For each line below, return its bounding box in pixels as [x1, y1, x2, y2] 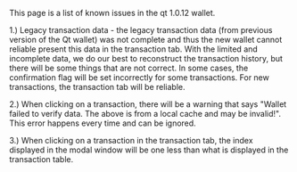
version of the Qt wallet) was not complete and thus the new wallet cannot [9, 35, 283, 45]
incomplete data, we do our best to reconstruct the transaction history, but [9, 53, 284, 63]
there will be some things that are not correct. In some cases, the [9, 62, 249, 73]
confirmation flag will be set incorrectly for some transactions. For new [9, 72, 269, 83]
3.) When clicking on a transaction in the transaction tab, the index [9, 135, 253, 145]
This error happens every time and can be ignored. [9, 118, 196, 128]
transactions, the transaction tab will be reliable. [9, 82, 186, 92]
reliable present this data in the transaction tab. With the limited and [9, 44, 259, 54]
